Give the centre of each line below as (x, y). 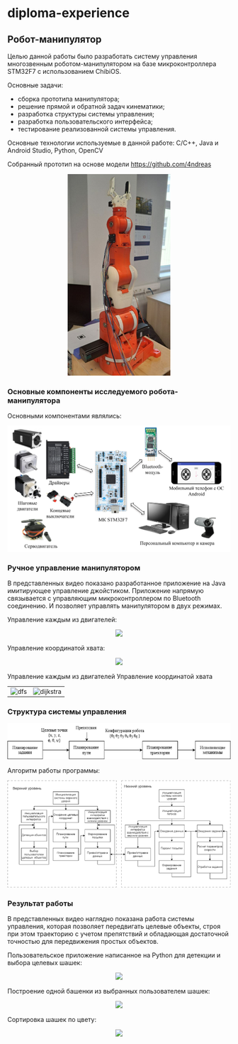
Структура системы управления (67, 712)
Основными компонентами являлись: (64, 416)
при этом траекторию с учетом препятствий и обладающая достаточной (118, 934)
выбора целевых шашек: (45, 963)
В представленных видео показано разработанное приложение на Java (117, 583)
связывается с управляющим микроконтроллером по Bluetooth (104, 598)
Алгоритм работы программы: (54, 770)
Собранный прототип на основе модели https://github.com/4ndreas (109, 164)
